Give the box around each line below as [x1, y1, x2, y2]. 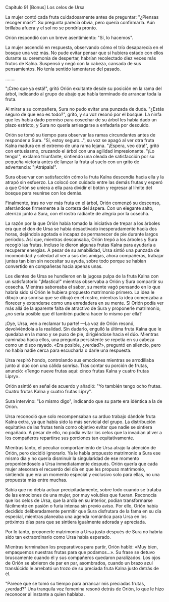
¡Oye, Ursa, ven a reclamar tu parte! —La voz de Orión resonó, [5, 320, 135, 327]
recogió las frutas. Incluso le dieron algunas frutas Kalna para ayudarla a [5, 242, 156, 248]
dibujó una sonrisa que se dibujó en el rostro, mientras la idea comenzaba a [5, 295, 162, 300]
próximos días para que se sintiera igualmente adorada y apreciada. [5, 519, 146, 525]
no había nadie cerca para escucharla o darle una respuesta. [5, 347, 132, 353]
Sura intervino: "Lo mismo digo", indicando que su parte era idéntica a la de [5, 398, 162, 404]
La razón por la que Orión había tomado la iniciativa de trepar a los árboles [5, 220, 160, 226]
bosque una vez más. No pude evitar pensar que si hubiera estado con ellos [5, 50, 163, 56]
